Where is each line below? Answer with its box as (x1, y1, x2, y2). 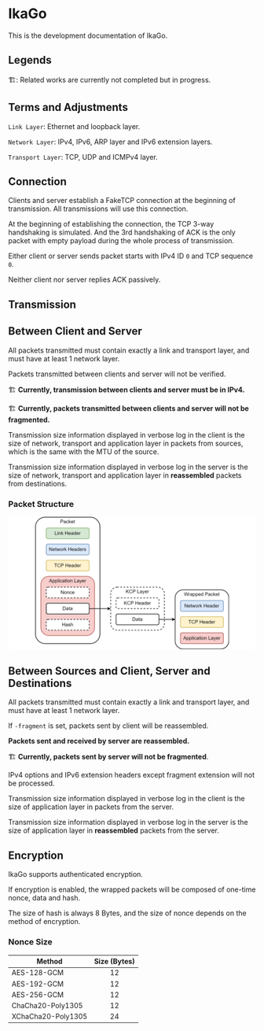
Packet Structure (8, 498, 75, 509)
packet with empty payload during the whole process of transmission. (8, 236, 234, 246)
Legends (8, 54, 53, 67)
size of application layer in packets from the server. (8, 802, 174, 811)
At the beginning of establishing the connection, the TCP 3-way (8, 220, 214, 229)
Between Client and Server (8, 324, 143, 338)
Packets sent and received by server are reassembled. (8, 737, 190, 746)
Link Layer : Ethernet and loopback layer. (8, 121, 141, 131)
